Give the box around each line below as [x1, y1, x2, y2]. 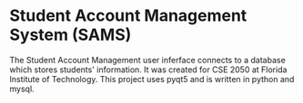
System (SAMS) [9, 24, 132, 45]
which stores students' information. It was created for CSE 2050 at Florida [9, 64, 288, 75]
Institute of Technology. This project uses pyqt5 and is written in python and [9, 73, 295, 84]
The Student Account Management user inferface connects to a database [9, 54, 287, 65]
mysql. [9, 83, 35, 94]
